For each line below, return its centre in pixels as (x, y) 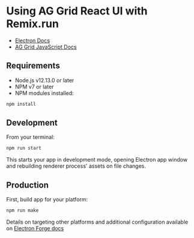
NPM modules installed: (44, 93)
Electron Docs (32, 40)
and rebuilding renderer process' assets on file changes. (76, 166)
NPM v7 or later (34, 87)
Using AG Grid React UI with (77, 11)
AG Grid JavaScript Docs (46, 47)
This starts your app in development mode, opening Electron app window (97, 160)
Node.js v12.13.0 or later (44, 80)
